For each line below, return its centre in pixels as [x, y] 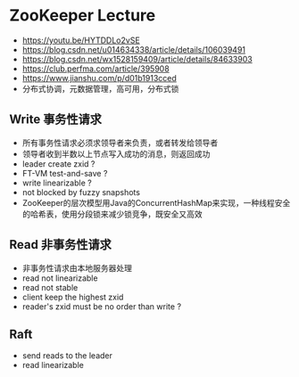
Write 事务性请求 [56, 120]
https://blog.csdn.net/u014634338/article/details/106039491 [134, 49]
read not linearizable [60, 278]
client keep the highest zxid [73, 297]
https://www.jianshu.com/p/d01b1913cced [99, 78]
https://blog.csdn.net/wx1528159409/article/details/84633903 [137, 59]
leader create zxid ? [58, 164]
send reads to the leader [67, 356]
